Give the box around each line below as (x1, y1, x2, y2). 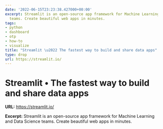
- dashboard (5, 30, 29, 34)
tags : (5, 20, 16, 26)
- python (5, 25, 23, 30)
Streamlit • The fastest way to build (5, 78, 149, 89)
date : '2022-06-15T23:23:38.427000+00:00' (5, 7, 92, 12)
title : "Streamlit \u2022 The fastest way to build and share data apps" (5, 48, 158, 52)
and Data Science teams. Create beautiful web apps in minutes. (5, 118, 132, 124)
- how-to (5, 39, 23, 44)
